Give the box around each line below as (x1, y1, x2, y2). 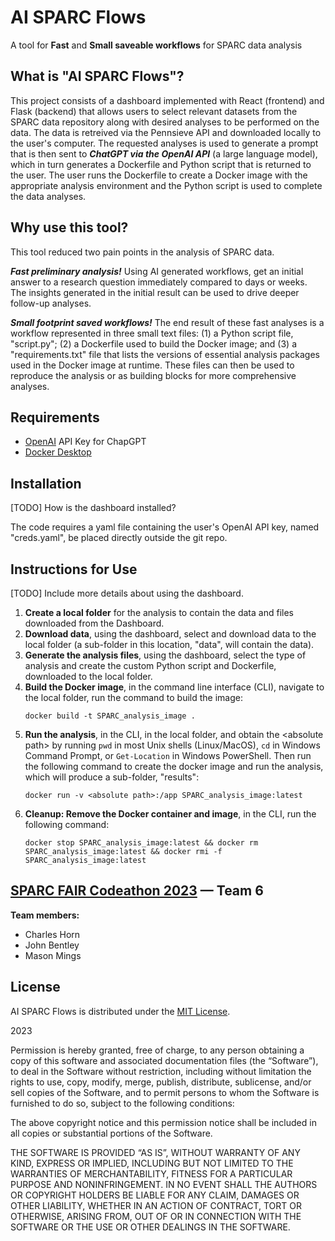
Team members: (10, 909, 80, 921)
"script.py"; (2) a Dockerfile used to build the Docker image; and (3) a (10, 337, 297, 350)
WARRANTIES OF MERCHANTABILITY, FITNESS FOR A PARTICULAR (10, 1167, 293, 1180)
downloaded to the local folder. (24, 671, 153, 682)
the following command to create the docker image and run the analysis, (24, 761, 324, 772)
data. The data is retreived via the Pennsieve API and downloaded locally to (10, 126, 322, 138)
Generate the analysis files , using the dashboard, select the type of (24, 649, 307, 661)
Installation (10, 475, 82, 492)
